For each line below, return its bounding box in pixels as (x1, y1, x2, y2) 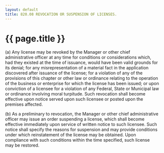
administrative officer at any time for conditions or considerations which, (5, 55, 152, 61)
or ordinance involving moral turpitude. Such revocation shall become (5, 91, 146, 97)
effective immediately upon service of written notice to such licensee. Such (5, 122, 158, 127)
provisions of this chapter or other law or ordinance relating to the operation (5, 75, 158, 81)
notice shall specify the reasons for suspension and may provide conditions (5, 126, 158, 133)
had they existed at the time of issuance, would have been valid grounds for (5, 60, 158, 65)
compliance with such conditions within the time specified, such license (5, 137, 150, 143)
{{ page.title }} (5, 33, 66, 44)
